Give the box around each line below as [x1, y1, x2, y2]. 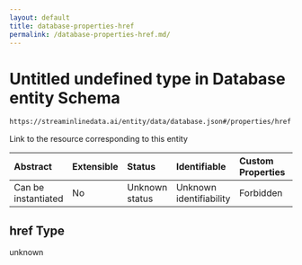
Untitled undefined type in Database [9, 68, 286, 89]
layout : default [9, 13, 70, 22]
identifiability [175, 192, 231, 205]
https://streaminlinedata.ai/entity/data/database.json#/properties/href [9, 118, 292, 127]
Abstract [13, 161, 52, 173]
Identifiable [175, 161, 226, 173]
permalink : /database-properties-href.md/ [9, 30, 171, 39]
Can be [13, 181, 45, 194]
